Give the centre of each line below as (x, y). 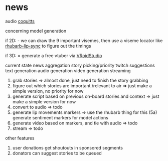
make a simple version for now (44, 101)
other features (20, 138)
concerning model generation (36, 31)
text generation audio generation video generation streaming (68, 70)
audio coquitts (20, 21)
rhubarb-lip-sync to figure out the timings (48, 46)
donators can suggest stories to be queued (57, 153)
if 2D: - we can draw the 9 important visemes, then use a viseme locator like (84, 40)
